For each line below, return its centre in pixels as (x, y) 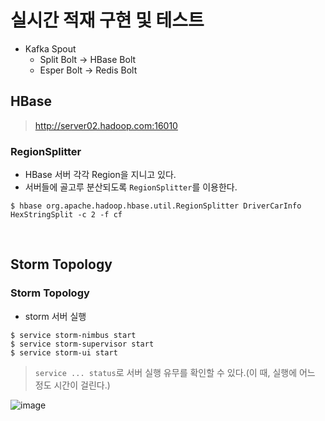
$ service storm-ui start (64, 352)
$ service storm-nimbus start (73, 335)
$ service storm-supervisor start (82, 344)
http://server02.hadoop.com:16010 (106, 125)
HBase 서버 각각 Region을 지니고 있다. (100, 175)
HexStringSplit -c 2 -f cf (66, 215)
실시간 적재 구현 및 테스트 (107, 20)
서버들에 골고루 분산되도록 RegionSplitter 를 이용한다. (131, 187)
